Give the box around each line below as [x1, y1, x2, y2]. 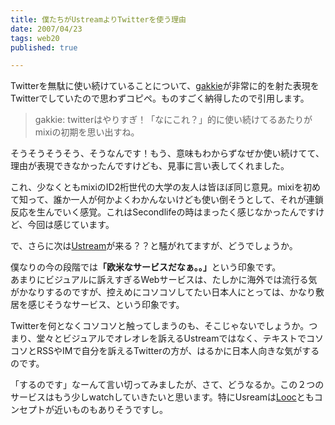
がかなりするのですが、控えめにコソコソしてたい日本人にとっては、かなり [10, 286, 316, 298]
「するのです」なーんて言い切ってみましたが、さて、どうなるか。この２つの [10, 379, 325, 391]
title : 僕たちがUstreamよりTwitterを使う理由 [10, 14, 187, 25]
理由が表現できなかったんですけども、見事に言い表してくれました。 [10, 160, 290, 172]
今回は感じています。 [27, 219, 115, 231]
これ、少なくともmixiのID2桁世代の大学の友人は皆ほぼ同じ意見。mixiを [10, 181, 303, 193]
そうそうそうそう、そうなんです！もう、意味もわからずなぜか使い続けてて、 [10, 147, 325, 160]
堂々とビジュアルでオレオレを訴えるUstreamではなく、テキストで [36, 332, 307, 345]
